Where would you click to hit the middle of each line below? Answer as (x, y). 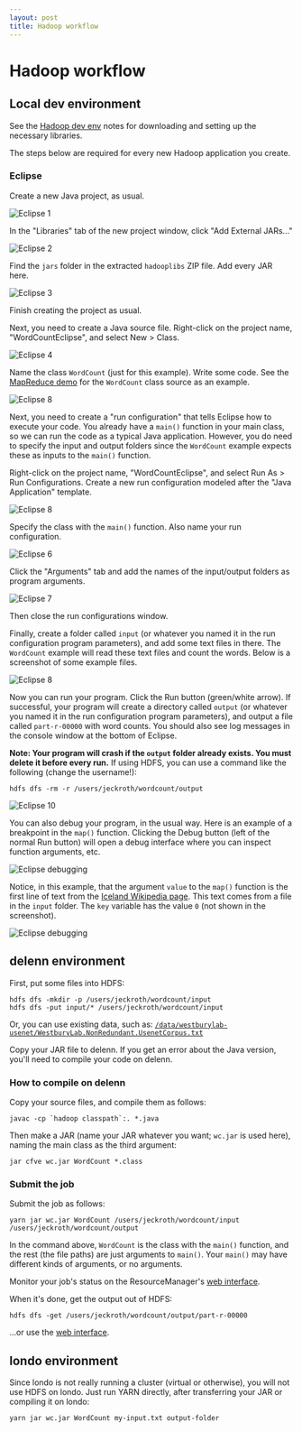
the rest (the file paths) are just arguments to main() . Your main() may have (149, 1254)
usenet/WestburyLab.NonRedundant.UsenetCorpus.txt (106, 1033)
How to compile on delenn (68, 1082)
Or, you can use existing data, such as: (81, 1024)
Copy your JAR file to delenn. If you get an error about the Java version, (143, 1049)
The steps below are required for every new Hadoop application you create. (150, 152)
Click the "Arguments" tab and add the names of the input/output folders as (150, 571)
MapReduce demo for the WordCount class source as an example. (130, 382)
